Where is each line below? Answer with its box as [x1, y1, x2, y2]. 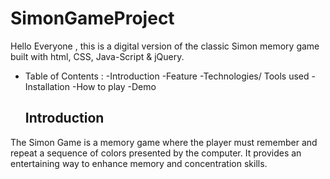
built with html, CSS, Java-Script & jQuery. [10, 50, 185, 62]
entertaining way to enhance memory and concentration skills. [10, 157, 268, 169]
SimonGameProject [10, 7, 175, 30]
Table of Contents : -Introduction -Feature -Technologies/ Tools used [24, 70, 310, 82]
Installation [24, 80, 71, 92]
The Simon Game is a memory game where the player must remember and [10, 136, 318, 148]
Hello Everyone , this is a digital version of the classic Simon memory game [10, 40, 320, 52]
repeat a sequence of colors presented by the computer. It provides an [10, 147, 302, 159]
